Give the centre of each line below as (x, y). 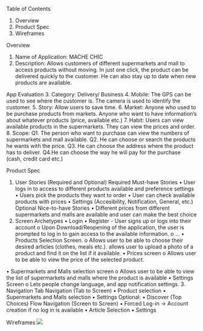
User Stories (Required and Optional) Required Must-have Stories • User (105, 182)
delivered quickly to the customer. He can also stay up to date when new (105, 76)
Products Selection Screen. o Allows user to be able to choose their (99, 240)
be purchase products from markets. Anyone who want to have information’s (102, 114)
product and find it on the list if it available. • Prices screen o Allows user (105, 253)
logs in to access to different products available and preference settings (105, 189)
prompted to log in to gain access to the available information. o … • (100, 234)
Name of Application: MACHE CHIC (59, 57)
